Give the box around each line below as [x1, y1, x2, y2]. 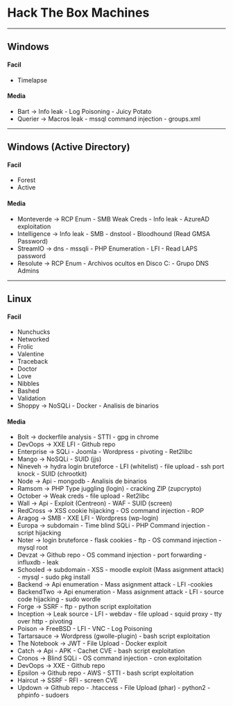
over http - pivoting [17, 617, 73, 625]
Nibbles [17, 380, 40, 388]
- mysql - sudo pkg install [17, 573, 91, 581]
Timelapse [17, 76, 48, 84]
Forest [17, 176, 36, 185]
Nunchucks [17, 328, 51, 336]
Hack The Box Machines [7, 5, 150, 21]
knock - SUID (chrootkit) [17, 470, 87, 478]
